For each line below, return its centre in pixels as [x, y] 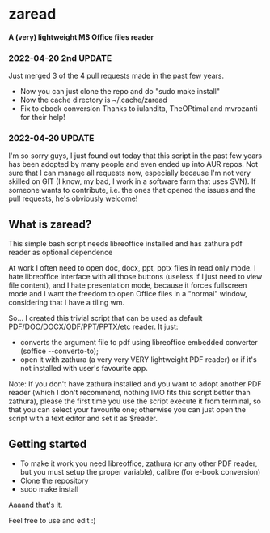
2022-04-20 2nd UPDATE [60, 58]
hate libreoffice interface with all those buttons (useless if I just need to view [135, 277]
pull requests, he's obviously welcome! [73, 198]
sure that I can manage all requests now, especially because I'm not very [129, 173]
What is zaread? [50, 224]
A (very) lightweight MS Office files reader [81, 36]
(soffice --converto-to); [59, 351]
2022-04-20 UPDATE [51, 138]
